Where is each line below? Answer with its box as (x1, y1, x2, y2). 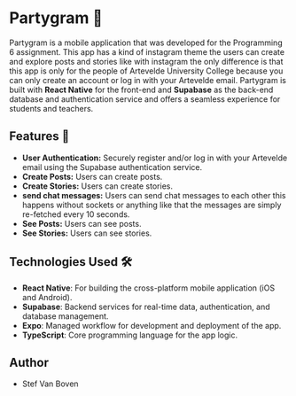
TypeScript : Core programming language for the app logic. (21, 330, 238, 340)
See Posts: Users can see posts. (21, 218, 142, 229)
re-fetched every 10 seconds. (21, 208, 130, 220)
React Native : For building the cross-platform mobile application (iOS (21, 283, 276, 293)
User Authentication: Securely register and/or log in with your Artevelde (21, 152, 288, 163)
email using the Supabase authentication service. (21, 161, 202, 172)
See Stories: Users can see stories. (21, 228, 152, 238)
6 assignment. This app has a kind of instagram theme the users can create (9, 46, 285, 57)
